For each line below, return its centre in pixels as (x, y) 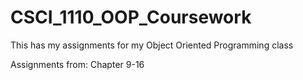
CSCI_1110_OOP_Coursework (131, 17)
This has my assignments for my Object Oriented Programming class (152, 45)
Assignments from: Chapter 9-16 (77, 64)
